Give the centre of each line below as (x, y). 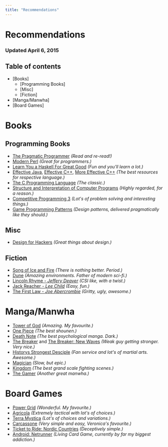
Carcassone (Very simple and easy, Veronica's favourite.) (72, 423)
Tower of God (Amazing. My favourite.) (53, 326)
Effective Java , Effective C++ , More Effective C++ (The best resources (85, 172)
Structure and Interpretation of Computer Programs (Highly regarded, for (87, 188)
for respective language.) (38, 177)
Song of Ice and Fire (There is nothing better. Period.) (67, 270)
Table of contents (33, 66)
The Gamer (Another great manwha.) (51, 373)
